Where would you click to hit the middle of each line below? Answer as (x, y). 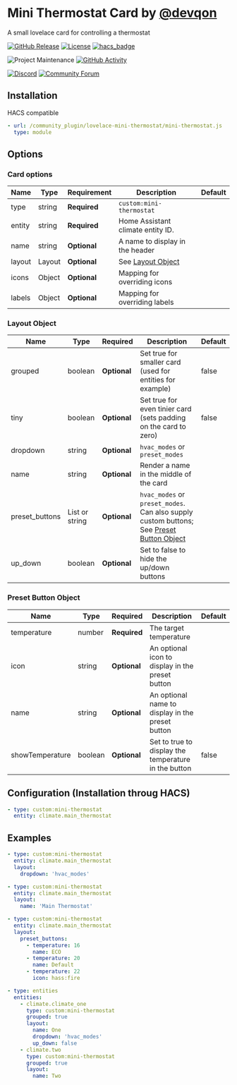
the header (137, 250)
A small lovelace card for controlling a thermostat (79, 32)
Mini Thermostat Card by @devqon (112, 13)
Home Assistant (145, 222)
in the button (170, 768)
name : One (47, 1030)
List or (78, 512)
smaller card (160, 363)
